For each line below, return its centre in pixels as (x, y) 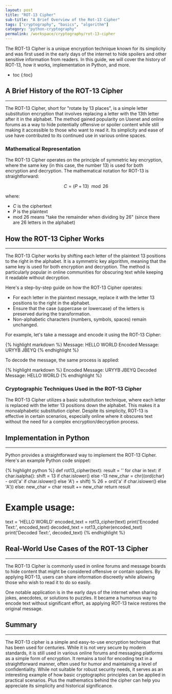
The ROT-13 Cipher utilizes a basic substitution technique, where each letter (85, 400)
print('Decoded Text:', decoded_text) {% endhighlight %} (65, 532)
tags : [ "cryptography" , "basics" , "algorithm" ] (57, 24)
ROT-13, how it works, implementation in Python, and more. (68, 65)
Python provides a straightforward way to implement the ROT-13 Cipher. (81, 455)
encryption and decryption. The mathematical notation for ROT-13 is (77, 171)
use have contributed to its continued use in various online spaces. (76, 135)
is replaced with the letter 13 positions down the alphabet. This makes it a (83, 406)
